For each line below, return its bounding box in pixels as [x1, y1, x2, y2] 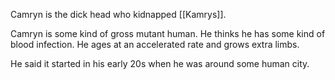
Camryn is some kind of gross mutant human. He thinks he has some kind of [10, 28, 326, 39]
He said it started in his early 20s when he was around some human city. [10, 58, 310, 69]
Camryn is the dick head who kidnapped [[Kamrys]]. [10, 9, 227, 20]
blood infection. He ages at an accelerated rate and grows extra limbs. [10, 39, 300, 50]
